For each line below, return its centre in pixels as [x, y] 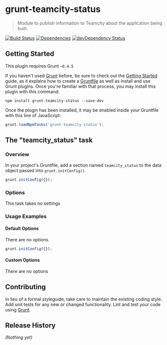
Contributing [25, 287]
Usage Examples [26, 216]
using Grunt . [18, 309]
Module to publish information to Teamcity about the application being [90, 23]
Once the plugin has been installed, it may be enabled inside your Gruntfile [82, 110]
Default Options [22, 228]
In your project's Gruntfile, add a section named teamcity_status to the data [83, 165]
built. [23, 28]
